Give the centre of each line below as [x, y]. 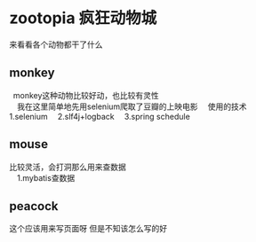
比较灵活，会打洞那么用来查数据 [68, 167]
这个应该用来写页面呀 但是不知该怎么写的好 [88, 229]
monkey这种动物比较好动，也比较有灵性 [86, 95]
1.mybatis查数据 [46, 177]
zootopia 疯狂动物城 [83, 18]
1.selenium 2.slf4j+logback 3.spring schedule [100, 116]
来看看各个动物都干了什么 [56, 44]
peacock [34, 206]
